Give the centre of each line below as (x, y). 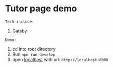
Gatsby (20, 31)
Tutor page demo (41, 9)
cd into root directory (34, 49)
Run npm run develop (34, 54)
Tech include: (20, 22)
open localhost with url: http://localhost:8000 (60, 59)
